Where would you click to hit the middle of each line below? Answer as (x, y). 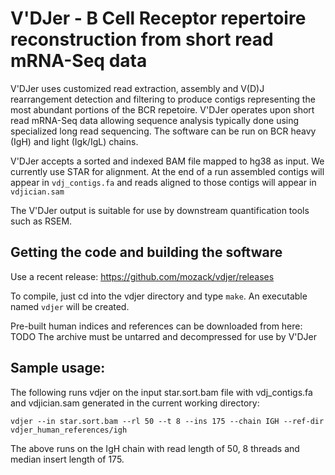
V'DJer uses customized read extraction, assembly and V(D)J (137, 88)
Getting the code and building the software (146, 252)
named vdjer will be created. (70, 306)
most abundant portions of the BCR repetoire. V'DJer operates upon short (162, 109)
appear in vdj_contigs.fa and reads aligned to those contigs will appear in (163, 182)
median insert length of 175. (67, 459)
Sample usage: (58, 368)
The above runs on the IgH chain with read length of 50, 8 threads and (155, 448)
